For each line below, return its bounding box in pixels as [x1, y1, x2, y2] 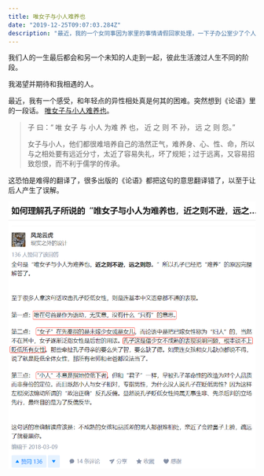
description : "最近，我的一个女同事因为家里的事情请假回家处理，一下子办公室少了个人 [8, 29, 257, 37]
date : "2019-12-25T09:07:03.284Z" [8, 20, 122, 29]
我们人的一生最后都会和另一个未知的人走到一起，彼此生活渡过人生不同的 [8, 53, 242, 62]
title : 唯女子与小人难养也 [8, 13, 86, 20]
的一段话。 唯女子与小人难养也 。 [8, 106, 114, 116]
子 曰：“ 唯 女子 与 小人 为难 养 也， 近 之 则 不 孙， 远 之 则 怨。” [27, 123, 236, 132]
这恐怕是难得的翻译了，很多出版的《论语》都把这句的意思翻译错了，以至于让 [8, 175, 256, 185]
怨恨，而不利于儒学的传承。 [34, 159, 124, 168]
